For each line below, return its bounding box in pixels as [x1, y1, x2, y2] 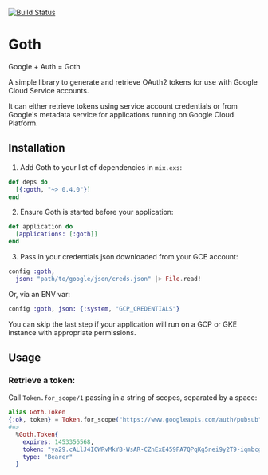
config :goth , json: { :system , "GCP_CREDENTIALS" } [8, 304, 180, 313]
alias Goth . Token [8, 408, 66, 417]
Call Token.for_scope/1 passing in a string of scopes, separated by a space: [8, 393, 258, 402]
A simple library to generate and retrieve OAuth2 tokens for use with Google [8, 77, 258, 87]
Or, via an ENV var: [8, 289, 70, 299]
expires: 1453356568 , [22, 437, 94, 446]
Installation [8, 141, 65, 155]
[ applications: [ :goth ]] [15, 230, 98, 239]
